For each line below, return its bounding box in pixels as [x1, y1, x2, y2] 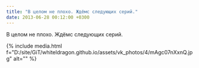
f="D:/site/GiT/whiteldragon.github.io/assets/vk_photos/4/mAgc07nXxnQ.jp [6, 48, 193, 55]
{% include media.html [6, 42, 62, 50]
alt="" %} [13, 55, 37, 62]
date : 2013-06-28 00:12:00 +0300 [6, 14, 90, 20]
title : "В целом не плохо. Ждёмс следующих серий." [6, 8, 138, 15]
